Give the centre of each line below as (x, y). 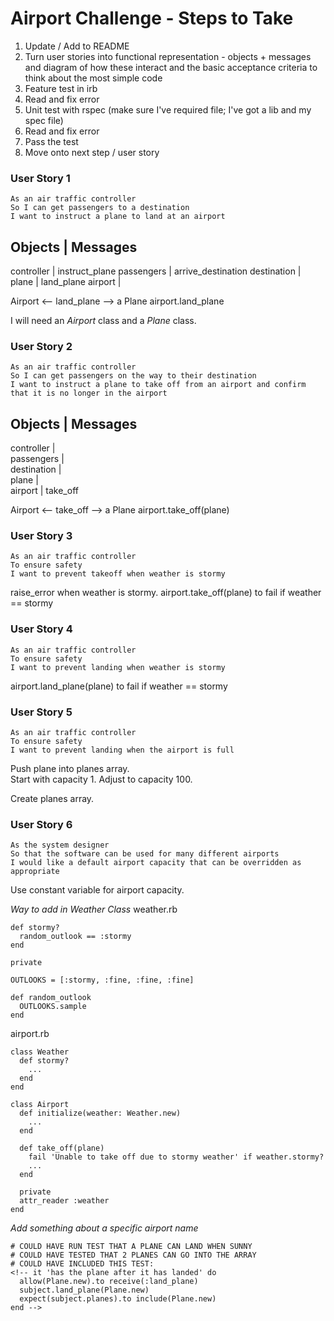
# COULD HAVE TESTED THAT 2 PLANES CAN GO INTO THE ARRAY (133, 1255)
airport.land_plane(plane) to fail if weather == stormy (119, 686)
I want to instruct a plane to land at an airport (118, 217)
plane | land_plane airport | (66, 282)
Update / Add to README (77, 46)
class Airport (40, 1105)
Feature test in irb (61, 88)
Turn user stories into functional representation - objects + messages (168, 56)
